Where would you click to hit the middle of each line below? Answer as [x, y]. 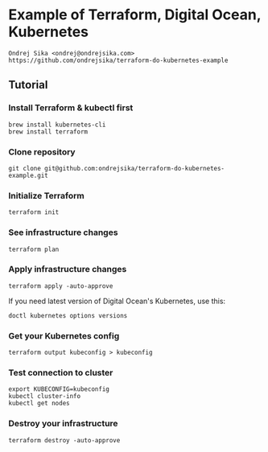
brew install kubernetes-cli [57, 125]
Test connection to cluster [61, 373]
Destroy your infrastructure [63, 424]
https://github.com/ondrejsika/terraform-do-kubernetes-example [118, 60]
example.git [28, 175]
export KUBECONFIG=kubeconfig [59, 389]
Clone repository [42, 152]
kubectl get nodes [39, 404]
